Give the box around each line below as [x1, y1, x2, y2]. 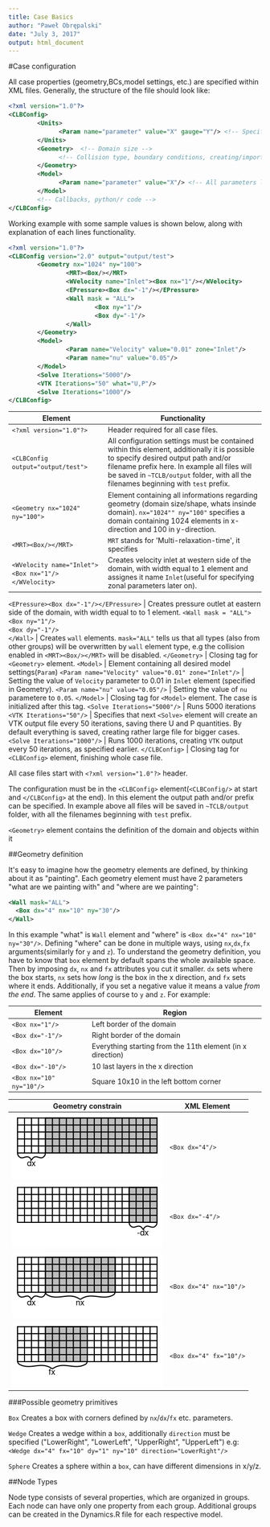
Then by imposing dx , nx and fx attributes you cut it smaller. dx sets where [8, 964, 253, 973]
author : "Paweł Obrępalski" [8, 21, 103, 30]
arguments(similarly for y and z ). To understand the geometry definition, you [8, 947, 261, 957]
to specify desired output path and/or [108, 453, 231, 463]
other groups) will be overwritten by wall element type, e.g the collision [8, 641, 245, 651]
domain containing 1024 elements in [108, 516, 230, 525]
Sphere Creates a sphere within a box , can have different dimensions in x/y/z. [8, 1461, 262, 1471]
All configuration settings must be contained [108, 436, 255, 446]
